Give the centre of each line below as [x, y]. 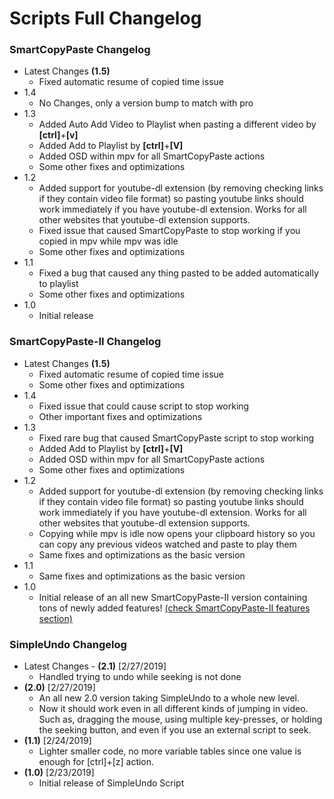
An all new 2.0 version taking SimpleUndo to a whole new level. [169, 698]
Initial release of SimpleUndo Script [111, 783]
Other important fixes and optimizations [120, 416]
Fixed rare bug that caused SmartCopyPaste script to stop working [176, 438]
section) [55, 618]
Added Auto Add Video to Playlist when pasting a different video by [177, 124]
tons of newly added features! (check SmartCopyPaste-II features [174, 608]
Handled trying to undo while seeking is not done [140, 677]
